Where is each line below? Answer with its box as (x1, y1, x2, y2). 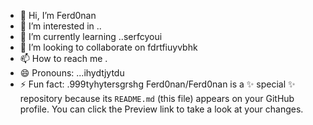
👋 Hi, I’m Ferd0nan (19, 10, 97, 21)
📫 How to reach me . (19, 53, 108, 64)
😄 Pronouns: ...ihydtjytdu (19, 67, 125, 79)
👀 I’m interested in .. (19, 20, 102, 32)
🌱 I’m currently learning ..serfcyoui (19, 31, 163, 42)
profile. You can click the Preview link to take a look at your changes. (19, 103, 304, 115)
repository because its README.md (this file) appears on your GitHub (19, 93, 295, 104)
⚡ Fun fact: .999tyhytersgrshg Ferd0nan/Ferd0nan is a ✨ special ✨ (19, 78, 296, 90)
